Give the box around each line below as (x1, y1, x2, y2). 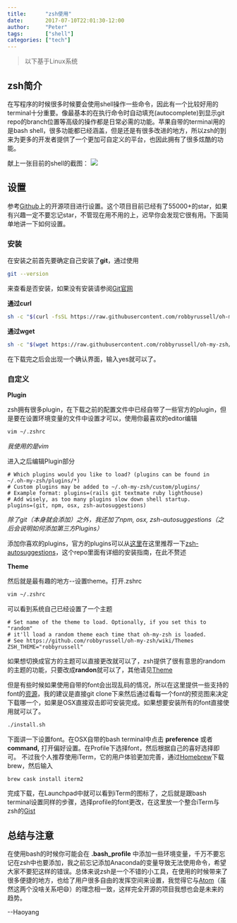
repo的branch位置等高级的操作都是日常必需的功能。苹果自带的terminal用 (7, 117, 219, 126)
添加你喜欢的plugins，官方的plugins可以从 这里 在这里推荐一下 (7, 539, 186, 547)
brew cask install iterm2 (7, 775, 83, 782)
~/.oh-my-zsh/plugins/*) (7, 477, 80, 484)
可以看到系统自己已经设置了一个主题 (7, 604, 113, 613)
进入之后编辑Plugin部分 (7, 457, 75, 465)
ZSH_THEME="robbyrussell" (7, 643, 83, 651)
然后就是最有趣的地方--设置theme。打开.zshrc (7, 576, 142, 585)
